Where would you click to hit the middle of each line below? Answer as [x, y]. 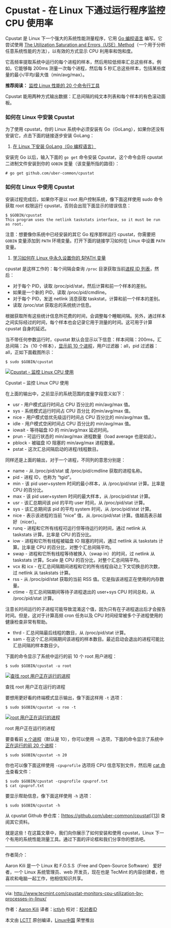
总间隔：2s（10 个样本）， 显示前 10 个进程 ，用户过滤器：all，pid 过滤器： [82, 346]
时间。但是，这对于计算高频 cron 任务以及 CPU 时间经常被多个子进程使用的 [84, 615]
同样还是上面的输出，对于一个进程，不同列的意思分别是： [65, 460]
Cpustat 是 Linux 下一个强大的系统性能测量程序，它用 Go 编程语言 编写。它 [84, 38]
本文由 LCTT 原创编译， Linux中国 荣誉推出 [50, 920]
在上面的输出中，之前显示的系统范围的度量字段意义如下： [65, 394]
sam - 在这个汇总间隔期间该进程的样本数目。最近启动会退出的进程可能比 [88, 639]
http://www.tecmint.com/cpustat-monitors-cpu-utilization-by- [79, 893]
